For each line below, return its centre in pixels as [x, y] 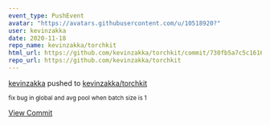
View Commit [31, 112]
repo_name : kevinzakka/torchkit [62, 46]
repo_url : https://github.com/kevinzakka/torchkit [95, 61]
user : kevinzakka [37, 30]
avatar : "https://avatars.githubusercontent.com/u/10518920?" [115, 23]
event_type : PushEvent [46, 16]
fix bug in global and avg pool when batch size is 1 [78, 98]
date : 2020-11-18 [37, 38]
